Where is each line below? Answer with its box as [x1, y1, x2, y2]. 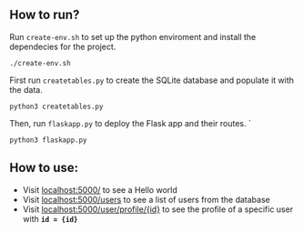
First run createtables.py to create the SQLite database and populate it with [9, 75, 294, 86]
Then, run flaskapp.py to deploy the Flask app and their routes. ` [9, 117, 252, 128]
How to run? [9, 7, 80, 23]
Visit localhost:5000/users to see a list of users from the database [22, 194, 270, 205]
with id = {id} [22, 213, 78, 224]
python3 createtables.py [9, 102, 104, 111]
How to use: [9, 160, 79, 176]
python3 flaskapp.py [9, 136, 88, 145]
